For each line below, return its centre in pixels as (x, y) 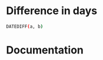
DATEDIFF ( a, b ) (25, 26)
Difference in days (52, 11)
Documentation (45, 50)
